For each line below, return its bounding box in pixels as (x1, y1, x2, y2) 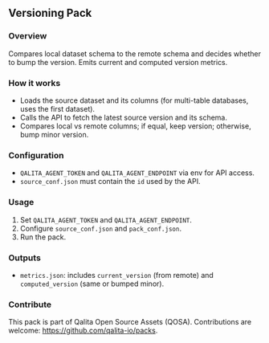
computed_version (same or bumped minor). (19, 279, 165, 288)
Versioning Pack (8, 6, 92, 20)
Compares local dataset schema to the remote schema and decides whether (8, 48, 262, 59)
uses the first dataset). (19, 104, 95, 113)
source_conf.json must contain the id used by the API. (19, 177, 201, 186)
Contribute (8, 299, 52, 310)
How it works (8, 77, 61, 88)
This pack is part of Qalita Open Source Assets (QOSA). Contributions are (8, 317, 252, 327)
